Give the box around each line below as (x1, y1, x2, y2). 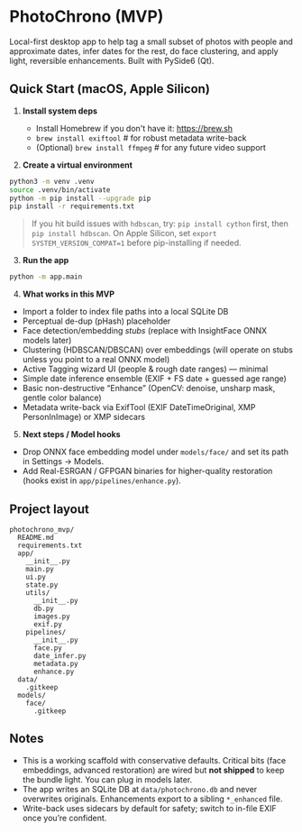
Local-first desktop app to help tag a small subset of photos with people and (9, 36, 293, 47)
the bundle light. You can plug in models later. (22, 773, 193, 785)
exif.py (32, 619, 63, 628)
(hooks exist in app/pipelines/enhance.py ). (22, 475, 182, 486)
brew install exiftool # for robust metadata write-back (35, 133, 247, 143)
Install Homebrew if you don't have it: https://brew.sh (35, 123, 233, 133)
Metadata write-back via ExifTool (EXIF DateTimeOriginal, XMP (22, 402, 256, 413)
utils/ (25, 588, 50, 597)
